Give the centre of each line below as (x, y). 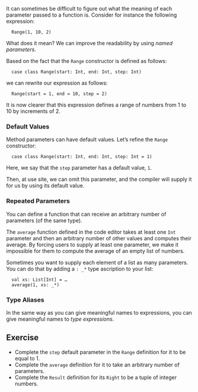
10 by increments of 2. (33, 111)
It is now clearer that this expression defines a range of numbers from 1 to (96, 105)
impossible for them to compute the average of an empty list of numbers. (95, 251)
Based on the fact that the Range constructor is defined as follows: (87, 61)
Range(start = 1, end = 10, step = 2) (60, 94)
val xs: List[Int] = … (39, 280)
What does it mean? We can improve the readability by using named (90, 43)
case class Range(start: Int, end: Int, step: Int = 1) (82, 157)
